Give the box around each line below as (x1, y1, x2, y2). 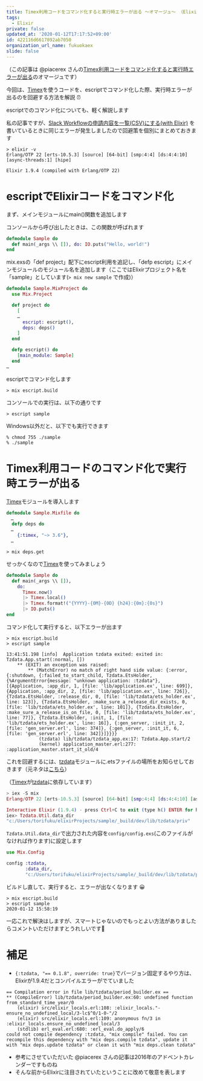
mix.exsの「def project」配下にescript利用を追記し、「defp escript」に (6, 258, 182, 266)
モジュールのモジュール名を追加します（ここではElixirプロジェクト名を (11, 266, 187, 273)
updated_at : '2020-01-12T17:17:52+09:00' (6, 31, 112, 37)
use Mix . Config (6, 849, 45, 855)
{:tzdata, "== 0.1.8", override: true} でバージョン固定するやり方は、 (14, 969, 195, 976)
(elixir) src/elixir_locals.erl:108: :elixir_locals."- (17, 1005, 161, 1011)
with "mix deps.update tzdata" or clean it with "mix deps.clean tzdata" (6, 1042, 196, 1048)
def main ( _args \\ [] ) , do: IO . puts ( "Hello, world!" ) (11, 241, 150, 247)
